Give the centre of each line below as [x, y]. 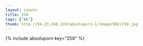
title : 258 [17, 15]
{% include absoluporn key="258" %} [45, 38]
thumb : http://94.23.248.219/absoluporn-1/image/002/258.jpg [72, 24]
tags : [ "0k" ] [19, 19]
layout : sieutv [21, 10]
